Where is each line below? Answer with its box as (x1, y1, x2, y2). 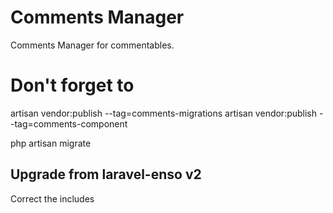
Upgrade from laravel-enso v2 (10, 166, 202, 183)
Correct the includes (10, 192, 95, 205)
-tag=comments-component (10, 117, 128, 130)
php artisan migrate (10, 137, 92, 149)
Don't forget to (10, 74, 135, 97)
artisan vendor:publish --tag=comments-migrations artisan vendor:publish (10, 107, 318, 119)
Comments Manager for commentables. (10, 39, 175, 51)
